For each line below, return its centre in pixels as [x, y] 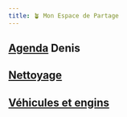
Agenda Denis [44, 48]
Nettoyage [35, 76]
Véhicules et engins [59, 102]
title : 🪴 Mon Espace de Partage [63, 16]
